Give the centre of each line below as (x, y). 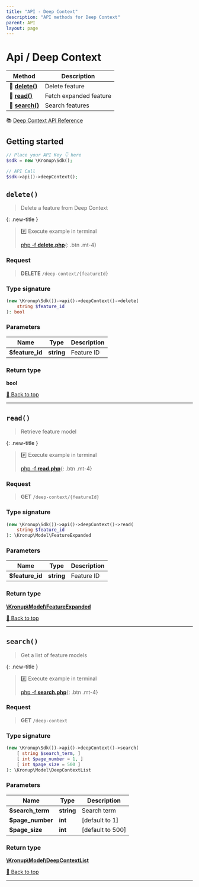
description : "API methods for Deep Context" (63, 17)
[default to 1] (100, 820)
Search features (67, 105)
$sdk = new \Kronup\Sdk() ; (39, 161)
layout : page (22, 28)
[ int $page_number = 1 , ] (50, 759)
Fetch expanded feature (78, 96)
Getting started (35, 141)
